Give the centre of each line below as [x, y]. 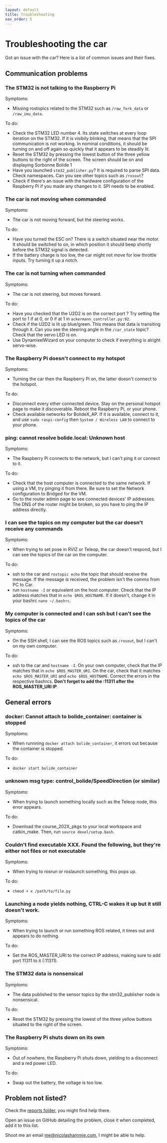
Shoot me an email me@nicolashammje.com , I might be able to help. [76, 1135]
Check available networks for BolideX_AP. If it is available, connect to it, [86, 414]
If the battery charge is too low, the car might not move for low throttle [84, 255]
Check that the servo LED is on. [45, 335]
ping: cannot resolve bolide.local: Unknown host [65, 437]
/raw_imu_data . [28, 114]
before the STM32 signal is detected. [50, 250]
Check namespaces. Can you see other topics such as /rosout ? [78, 175]
